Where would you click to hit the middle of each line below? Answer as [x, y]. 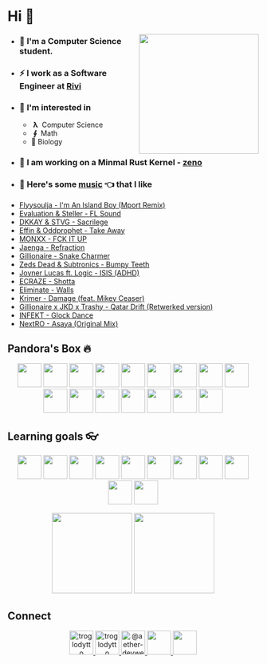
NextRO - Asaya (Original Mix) [69, 323]
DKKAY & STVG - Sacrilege [63, 222]
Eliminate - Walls [46, 290]
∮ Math [45, 133]
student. [36, 51]
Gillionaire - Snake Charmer [65, 255]
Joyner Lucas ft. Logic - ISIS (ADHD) [79, 273]
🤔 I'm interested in [55, 107]
